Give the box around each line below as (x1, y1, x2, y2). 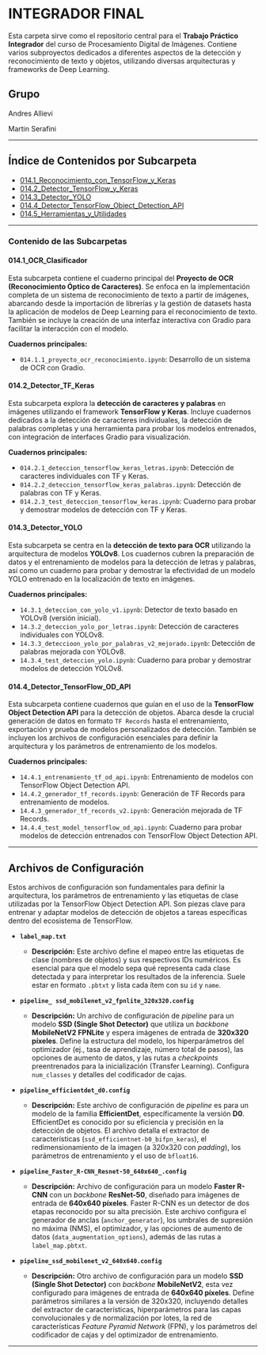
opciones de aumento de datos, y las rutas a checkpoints (31, 1053, 218, 1063)
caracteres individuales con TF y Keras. (19, 471, 149, 480)
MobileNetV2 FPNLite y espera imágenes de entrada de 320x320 (31, 1028, 249, 1038)
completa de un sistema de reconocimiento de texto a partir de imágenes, (8, 290, 249, 299)
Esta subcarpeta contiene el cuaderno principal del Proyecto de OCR (8, 273, 234, 283)
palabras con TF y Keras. (19, 488, 101, 497)
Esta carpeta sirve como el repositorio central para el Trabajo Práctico (8, 31, 239, 40)
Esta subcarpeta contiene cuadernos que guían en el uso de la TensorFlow (8, 700, 254, 709)
